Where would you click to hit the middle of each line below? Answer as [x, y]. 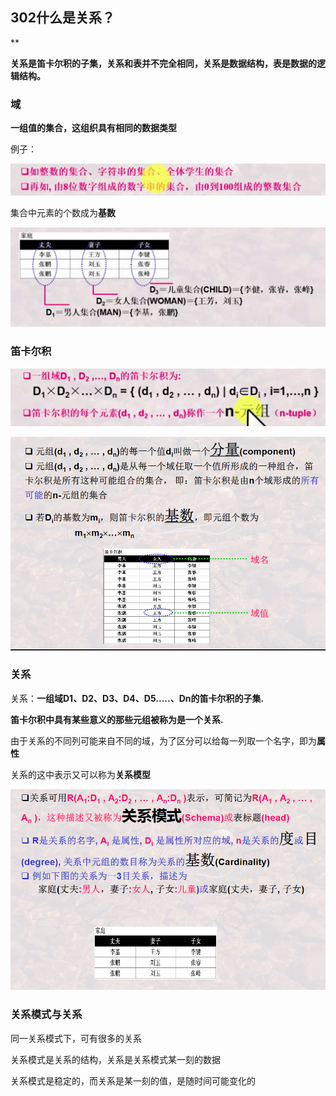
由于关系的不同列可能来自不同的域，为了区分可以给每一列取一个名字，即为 [163, 740]
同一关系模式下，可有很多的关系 [76, 1038]
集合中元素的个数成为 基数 [63, 212]
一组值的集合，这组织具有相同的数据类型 [93, 128]
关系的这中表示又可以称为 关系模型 [80, 774]
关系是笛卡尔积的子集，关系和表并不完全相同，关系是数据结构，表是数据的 [163, 63]
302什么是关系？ [62, 18]
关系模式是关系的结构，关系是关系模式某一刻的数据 [115, 1059]
